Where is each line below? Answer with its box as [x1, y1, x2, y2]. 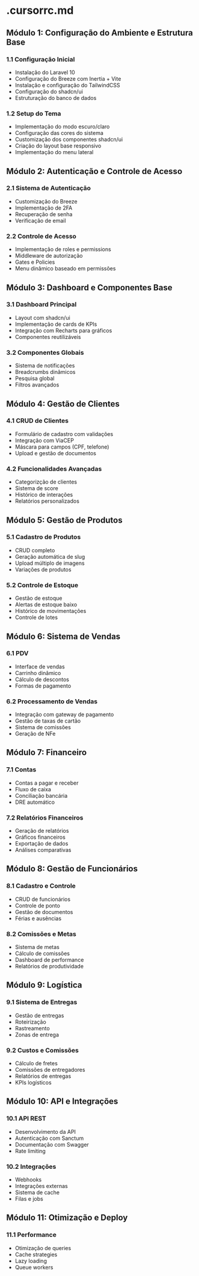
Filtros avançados [14, 381, 60, 388]
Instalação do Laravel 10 [14, 69, 75, 76]
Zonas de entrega [14, 1031, 59, 1038]
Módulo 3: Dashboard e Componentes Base [6, 282, 173, 293]
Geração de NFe [14, 730, 56, 738]
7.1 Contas [6, 765, 37, 774]
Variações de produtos [14, 565, 72, 573]
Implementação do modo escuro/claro [14, 123, 110, 130]
